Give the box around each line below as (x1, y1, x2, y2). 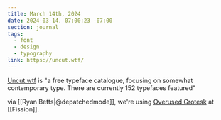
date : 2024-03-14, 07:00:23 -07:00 (7, 17, 113, 24)
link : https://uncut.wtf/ (7, 57, 84, 64)
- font (14, 37, 33, 44)
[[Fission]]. (7, 104, 39, 114)
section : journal (7, 23, 59, 31)
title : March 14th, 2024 (7, 10, 81, 18)
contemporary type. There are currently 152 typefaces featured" (7, 83, 196, 92)
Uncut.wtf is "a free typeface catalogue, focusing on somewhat (7, 76, 193, 84)
